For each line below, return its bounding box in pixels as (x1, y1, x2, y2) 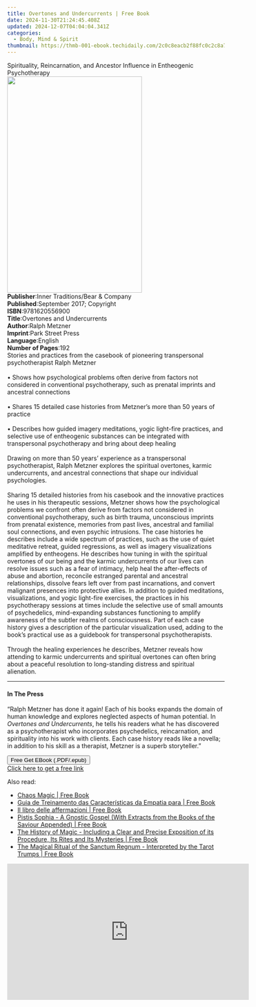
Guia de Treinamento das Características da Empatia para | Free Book (17, 799, 216, 807)
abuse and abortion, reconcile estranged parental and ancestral (7, 572, 188, 580)
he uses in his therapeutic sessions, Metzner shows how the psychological (7, 498, 220, 506)
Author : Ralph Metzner (7, 322, 71, 329)
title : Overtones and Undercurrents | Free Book (7, 10, 150, 17)
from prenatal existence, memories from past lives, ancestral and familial (7, 520, 214, 528)
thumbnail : (7, 42, 39, 49)
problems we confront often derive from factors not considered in (7, 506, 195, 514)
